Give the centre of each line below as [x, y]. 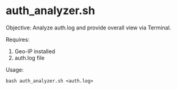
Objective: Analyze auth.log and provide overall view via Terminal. [88, 28]
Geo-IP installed [35, 51]
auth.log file [30, 58]
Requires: [18, 39]
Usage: [15, 69]
